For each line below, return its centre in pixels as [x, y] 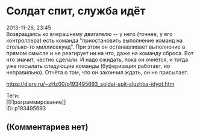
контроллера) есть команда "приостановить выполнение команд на [94, 40]
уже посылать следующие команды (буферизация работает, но [88, 66]
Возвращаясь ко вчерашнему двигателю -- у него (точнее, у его [89, 34]
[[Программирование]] [36, 102]
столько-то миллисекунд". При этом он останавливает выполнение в [96, 47]
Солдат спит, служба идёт [76, 11]
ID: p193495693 [26, 108]
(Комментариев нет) [47, 127]
